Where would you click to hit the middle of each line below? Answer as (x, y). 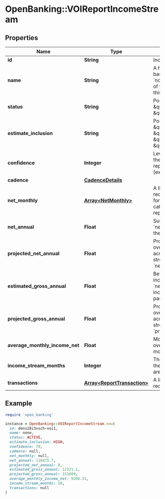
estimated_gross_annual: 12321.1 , (45, 469)
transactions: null (29, 488)
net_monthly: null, (29, 456)
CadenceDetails (103, 180)
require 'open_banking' (29, 415)
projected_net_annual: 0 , (36, 465)
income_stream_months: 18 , (37, 483)
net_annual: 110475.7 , (33, 460)
